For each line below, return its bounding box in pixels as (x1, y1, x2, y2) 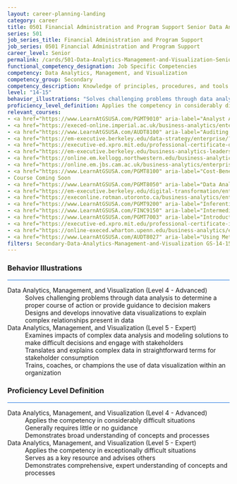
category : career (7, 17, 59, 24)
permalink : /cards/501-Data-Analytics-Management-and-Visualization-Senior (7, 56, 235, 63)
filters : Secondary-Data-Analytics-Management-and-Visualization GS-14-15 (7, 240, 232, 247)
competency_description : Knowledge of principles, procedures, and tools (7, 83, 229, 90)
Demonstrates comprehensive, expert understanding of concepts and (25, 461, 228, 469)
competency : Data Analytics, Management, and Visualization (7, 69, 188, 76)
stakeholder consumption (25, 353, 99, 362)
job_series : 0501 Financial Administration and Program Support (7, 43, 200, 50)
